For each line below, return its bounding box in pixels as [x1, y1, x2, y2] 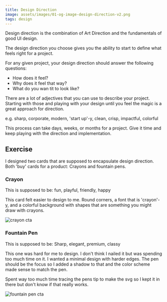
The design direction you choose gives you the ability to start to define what [5, 45, 162, 51]
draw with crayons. [5, 207, 45, 213]
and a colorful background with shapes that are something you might [9, 202, 152, 208]
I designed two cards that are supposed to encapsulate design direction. [5, 158, 154, 164]
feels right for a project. [5, 50, 54, 56]
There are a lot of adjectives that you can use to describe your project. [5, 95, 150, 101]
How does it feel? [12, 75, 48, 81]
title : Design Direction [5, 7, 57, 12]
